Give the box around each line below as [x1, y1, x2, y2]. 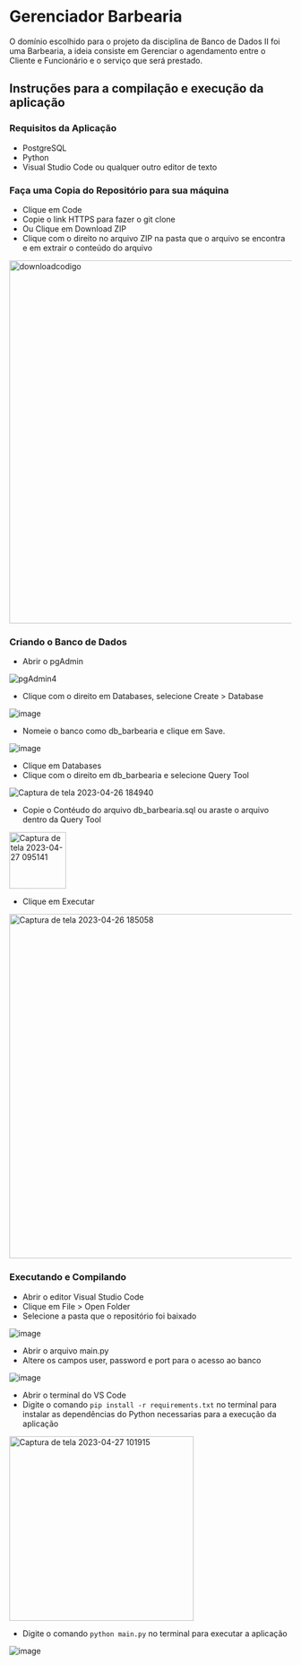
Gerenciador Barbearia [9, 6, 183, 27]
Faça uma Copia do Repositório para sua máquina [9, 184, 229, 197]
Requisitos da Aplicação [9, 122, 117, 135]
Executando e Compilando [9, 1271, 127, 1284]
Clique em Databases [21, 760, 102, 771]
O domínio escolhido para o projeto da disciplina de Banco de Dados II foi [9, 36, 280, 47]
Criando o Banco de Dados [9, 635, 127, 648]
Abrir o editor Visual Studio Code [21, 1291, 144, 1302]
